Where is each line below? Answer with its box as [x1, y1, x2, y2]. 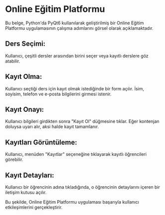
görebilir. [5, 156, 23, 162]
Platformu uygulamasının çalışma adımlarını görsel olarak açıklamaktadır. [5, 25, 154, 31]
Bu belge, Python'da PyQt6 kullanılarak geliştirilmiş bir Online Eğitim [5, 20, 144, 26]
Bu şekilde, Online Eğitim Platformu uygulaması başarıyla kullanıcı [5, 199, 139, 205]
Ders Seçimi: [5, 40, 46, 48]
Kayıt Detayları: [5, 171, 55, 179]
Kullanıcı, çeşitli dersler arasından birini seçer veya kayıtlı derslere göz [5, 53, 149, 59]
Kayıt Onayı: [5, 105, 44, 114]
